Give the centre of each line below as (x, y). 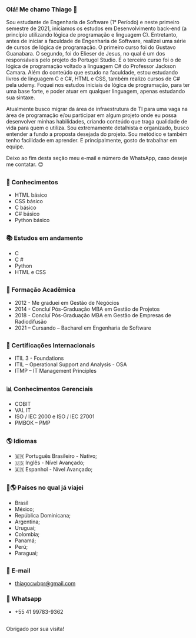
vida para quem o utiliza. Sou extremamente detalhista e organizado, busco (98, 128)
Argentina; (27, 522)
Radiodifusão (31, 321)
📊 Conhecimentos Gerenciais (49, 389)
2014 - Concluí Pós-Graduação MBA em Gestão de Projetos (87, 309)
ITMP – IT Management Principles (56, 371)
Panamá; (25, 541)
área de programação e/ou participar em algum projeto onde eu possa (92, 115)
